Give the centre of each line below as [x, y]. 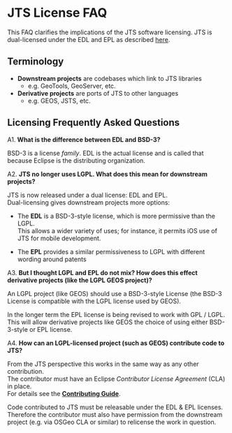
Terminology [36, 62]
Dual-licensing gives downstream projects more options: [88, 202]
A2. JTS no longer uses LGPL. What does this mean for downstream [108, 174]
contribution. [26, 371]
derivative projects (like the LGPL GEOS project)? [80, 280]
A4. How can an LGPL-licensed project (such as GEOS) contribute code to [116, 343]
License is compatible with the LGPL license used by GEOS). [94, 301]
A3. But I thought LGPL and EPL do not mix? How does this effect [102, 272]
